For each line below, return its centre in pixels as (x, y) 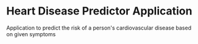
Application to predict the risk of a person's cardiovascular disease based (99, 28)
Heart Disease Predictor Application (99, 11)
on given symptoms (31, 34)
